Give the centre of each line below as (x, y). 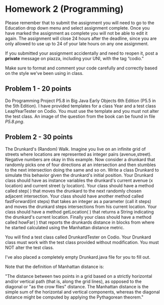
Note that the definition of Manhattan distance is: (55, 267)
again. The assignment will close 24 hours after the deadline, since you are (81, 38)
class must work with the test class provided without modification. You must (82, 242)
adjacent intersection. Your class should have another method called (74, 196)
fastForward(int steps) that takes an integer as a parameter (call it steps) (78, 201)
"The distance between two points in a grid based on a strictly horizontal (79, 276)
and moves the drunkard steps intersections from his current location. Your (81, 206)
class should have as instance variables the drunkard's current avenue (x (79, 180)
